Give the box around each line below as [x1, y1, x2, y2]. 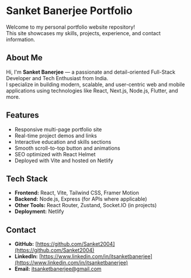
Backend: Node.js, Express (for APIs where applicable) [14, 195, 147, 203]
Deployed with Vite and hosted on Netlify [14, 157, 114, 164]
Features [6, 110, 39, 121]
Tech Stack [6, 174, 48, 184]
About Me [6, 53, 43, 63]
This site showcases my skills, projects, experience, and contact [6, 29, 161, 36]
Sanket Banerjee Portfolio [6, 4, 133, 18]
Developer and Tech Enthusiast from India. [6, 74, 109, 81]
